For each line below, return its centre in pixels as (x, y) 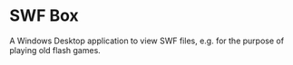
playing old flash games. (55, 50)
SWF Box (44, 16)
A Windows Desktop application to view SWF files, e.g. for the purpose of (146, 41)
